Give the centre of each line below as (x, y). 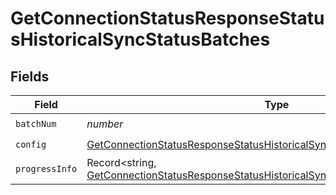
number (105, 124)
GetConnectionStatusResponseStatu (167, 18)
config (31, 144)
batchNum (36, 123)
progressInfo (46, 168)
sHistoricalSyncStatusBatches (140, 39)
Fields (30, 76)
